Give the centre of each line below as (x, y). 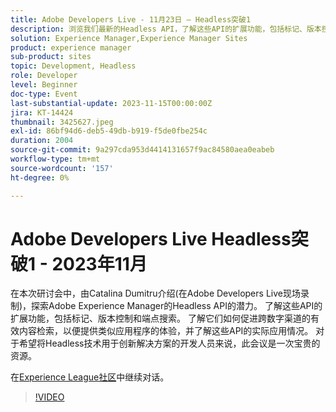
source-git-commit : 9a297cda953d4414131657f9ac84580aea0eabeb (142, 150)
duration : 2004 (42, 141)
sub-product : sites (51, 57)
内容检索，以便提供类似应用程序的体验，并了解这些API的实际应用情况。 (166, 331)
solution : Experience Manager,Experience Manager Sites (129, 38)
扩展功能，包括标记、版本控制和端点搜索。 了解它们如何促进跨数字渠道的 (160, 318)
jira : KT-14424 (42, 112)
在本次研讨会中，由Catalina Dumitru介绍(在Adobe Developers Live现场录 (160, 293)
